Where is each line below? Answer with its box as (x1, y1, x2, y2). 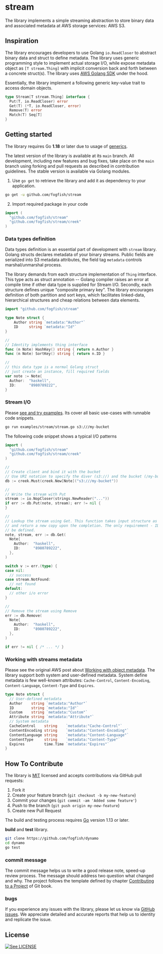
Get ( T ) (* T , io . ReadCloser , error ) (9, 104, 81, 108)
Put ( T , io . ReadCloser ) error (9, 99, 68, 104)
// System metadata (9, 719, 49, 724)
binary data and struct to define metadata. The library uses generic (5, 55, 139, 61)
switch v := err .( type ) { (5, 564, 57, 568)
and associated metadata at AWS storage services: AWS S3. (5, 22, 126, 28)
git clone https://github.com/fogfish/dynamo (5, 836, 98, 841)
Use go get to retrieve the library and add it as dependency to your (12, 177, 146, 183)
